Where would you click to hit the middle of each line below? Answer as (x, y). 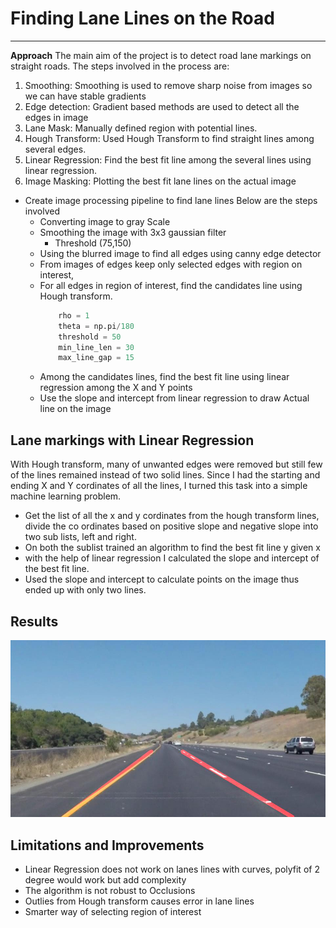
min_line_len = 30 (96, 347)
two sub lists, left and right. (80, 537)
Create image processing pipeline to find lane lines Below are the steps (171, 200)
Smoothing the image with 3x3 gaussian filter (133, 232)
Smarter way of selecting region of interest (113, 912)
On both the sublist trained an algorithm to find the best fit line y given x (172, 548)
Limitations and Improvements (107, 845)
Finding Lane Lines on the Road (142, 18)
